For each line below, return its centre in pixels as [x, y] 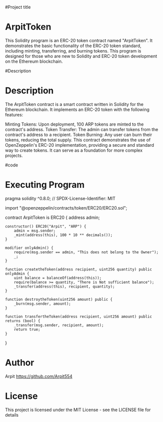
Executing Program [45, 185]
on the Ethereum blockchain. [34, 61]
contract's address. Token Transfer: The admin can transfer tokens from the [81, 129]
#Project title [18, 7]
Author [20, 363]
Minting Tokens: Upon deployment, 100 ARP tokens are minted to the [74, 124]
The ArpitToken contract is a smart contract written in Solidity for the [74, 104]
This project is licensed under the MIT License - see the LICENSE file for [78, 410]
